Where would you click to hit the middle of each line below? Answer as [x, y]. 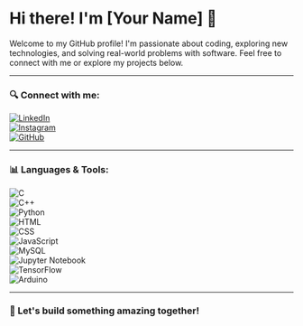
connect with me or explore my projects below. [96, 62]
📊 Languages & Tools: [59, 170]
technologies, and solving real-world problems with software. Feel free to [146, 52]
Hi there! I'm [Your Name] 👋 [114, 19]
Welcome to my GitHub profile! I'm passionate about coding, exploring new [149, 43]
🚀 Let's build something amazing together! [105, 311]
